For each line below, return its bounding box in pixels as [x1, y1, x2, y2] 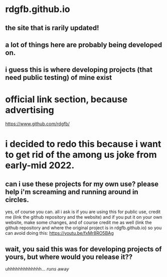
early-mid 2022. [5, 160, 75, 171]
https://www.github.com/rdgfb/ [5, 121, 70, 127]
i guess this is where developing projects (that [5, 65, 153, 74]
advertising [5, 104, 54, 116]
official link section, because [5, 94, 128, 105]
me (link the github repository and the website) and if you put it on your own [5, 214, 162, 220]
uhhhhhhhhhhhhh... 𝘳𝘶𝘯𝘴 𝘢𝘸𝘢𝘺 [5, 266, 69, 272]
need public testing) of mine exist [5, 73, 112, 82]
